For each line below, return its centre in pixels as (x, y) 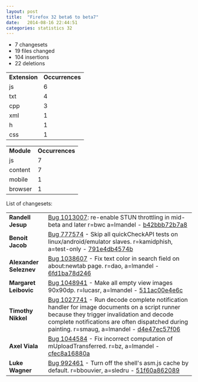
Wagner (21, 370)
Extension (24, 77)
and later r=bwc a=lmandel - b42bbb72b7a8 (124, 225)
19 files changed (34, 51)
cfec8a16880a (69, 354)
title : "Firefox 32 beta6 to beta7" (52, 17)
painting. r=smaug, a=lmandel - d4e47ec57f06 (114, 329)
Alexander (24, 263)
